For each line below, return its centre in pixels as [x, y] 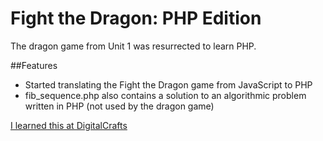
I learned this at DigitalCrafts [69, 125]
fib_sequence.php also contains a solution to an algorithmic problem [165, 95]
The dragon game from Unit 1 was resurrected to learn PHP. [133, 46]
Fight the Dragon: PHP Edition [136, 18]
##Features [34, 65]
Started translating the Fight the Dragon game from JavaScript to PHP [168, 84]
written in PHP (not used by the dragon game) [119, 106]
